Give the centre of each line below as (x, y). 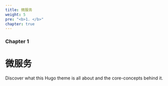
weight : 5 (16, 15)
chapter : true (20, 24)
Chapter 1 (17, 42)
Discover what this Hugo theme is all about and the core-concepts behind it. (84, 78)
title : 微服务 (19, 10)
